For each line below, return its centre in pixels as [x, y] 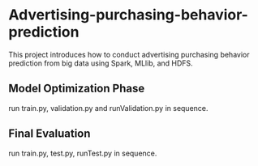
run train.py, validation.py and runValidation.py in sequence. [108, 108]
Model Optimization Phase [77, 89]
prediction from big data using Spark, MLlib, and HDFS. [101, 63]
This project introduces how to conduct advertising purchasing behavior [129, 54]
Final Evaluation [49, 134]
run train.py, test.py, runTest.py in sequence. [83, 153]
